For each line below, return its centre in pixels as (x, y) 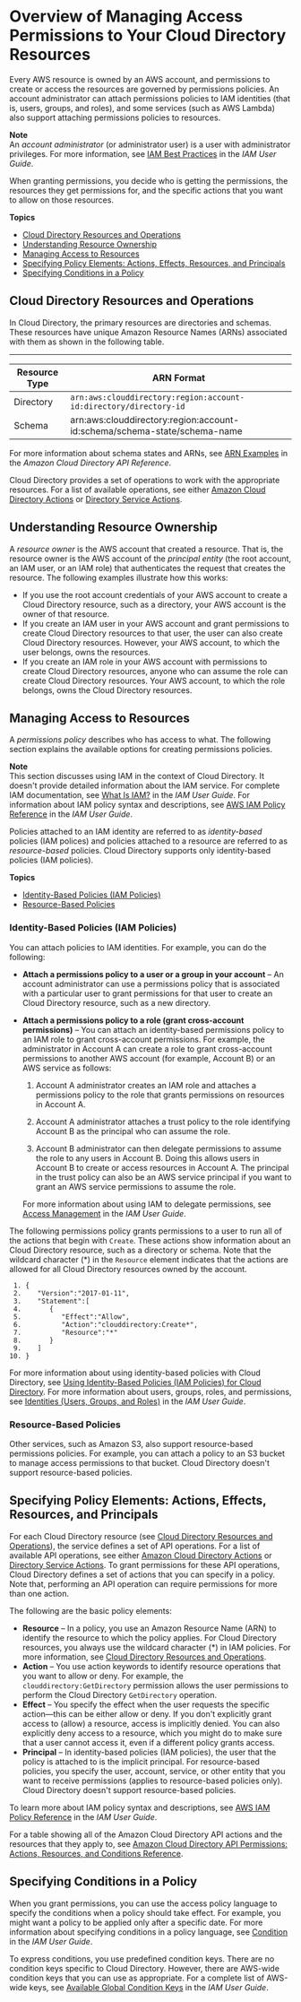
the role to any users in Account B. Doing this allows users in (147, 1157)
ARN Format (179, 377)
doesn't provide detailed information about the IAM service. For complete (145, 785)
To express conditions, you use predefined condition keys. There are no (142, 1959)
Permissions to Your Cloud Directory (148, 35)
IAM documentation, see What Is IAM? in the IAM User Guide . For (130, 795)
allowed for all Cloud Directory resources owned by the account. (129, 1269)
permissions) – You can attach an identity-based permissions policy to (153, 1029)
